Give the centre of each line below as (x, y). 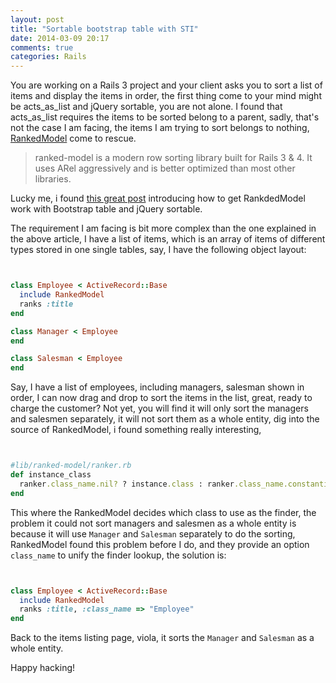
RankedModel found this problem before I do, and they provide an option (160, 544)
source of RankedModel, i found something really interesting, (136, 430)
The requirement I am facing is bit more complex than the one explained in (163, 228)
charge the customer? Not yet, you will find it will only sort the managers (159, 408)
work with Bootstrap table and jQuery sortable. (106, 209)
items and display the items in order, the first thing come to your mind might (166, 96)
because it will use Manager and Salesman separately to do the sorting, (153, 533)
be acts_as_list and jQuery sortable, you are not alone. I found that (146, 107)
